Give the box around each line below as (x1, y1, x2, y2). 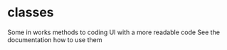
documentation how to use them (7, 35, 102, 44)
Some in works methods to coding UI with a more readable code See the (7, 28, 221, 36)
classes (7, 4, 55, 21)
